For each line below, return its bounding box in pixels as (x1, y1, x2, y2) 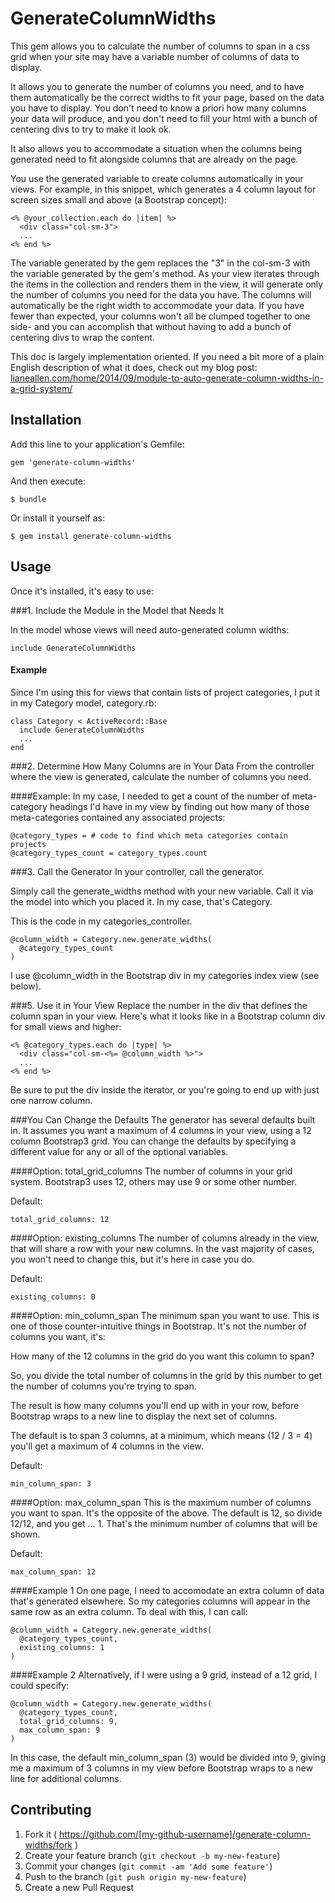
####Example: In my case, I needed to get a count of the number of (10, 790, 290, 802)
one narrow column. (10, 1094, 93, 1106)
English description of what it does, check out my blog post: (10, 361, 258, 373)
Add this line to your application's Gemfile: (10, 438, 185, 450)
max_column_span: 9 (19, 1725, 101, 1735)
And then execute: (10, 475, 86, 487)
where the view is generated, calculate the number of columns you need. (10, 770, 312, 782)
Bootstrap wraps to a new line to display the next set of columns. (10, 1410, 278, 1422)
